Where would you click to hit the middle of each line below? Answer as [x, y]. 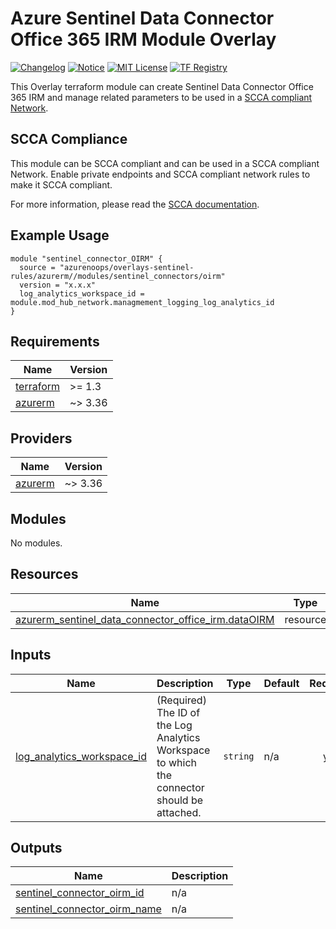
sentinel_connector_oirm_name [88, 909]
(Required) [181, 700]
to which [176, 762]
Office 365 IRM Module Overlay [143, 39]
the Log [174, 725]
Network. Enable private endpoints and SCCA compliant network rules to [160, 174]
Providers [41, 438]
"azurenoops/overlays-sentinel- [127, 267]
